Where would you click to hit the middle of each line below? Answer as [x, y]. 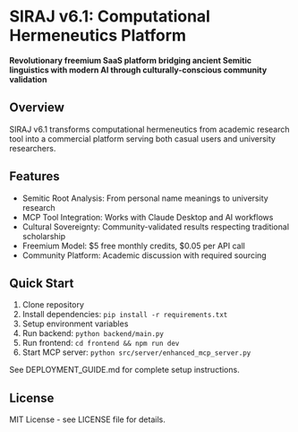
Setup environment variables [75, 324]
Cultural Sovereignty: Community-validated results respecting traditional [155, 227]
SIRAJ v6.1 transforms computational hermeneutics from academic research [149, 129]
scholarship [44, 236]
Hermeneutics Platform [98, 35]
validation [28, 79]
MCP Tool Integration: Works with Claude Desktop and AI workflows [148, 217]
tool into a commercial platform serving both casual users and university [142, 138]
